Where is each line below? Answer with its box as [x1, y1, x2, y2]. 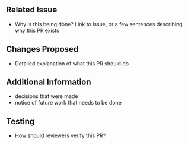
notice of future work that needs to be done [14, 99, 122, 106]
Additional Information [6, 77, 91, 87]
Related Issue [6, 5, 58, 15]
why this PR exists [14, 27, 59, 34]
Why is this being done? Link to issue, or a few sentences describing [14, 20, 183, 27]
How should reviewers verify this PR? [14, 132, 106, 139]
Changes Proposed [6, 44, 79, 54]
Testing [6, 116, 35, 127]
